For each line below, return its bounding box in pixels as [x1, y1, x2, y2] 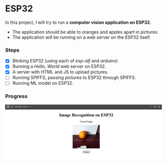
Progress [5, 93, 28, 100]
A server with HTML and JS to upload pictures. [12, 69, 108, 75]
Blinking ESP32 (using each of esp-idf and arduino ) [12, 58, 118, 64]
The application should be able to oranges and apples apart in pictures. [12, 29, 159, 35]
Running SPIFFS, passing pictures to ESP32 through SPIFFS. [12, 75, 136, 81]
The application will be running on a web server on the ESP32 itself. [12, 34, 151, 40]
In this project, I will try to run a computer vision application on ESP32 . [5, 19, 152, 25]
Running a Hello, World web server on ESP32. [12, 63, 106, 69]
